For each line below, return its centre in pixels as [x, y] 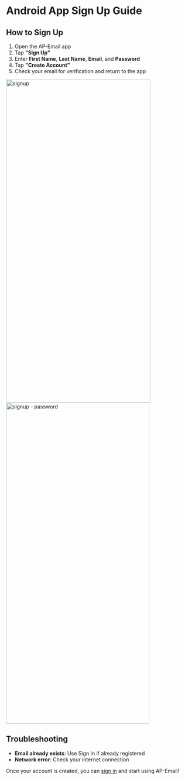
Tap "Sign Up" [32, 53]
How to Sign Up [35, 32]
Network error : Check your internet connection [72, 760]
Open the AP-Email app [43, 46]
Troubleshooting [37, 739]
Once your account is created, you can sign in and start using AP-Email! [93, 771]
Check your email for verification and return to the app [80, 71]
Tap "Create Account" [42, 65]
